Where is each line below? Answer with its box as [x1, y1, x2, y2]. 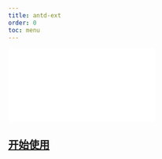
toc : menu [8, 26, 41, 34]
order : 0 [8, 19, 37, 27]
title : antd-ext [8, 11, 61, 20]
